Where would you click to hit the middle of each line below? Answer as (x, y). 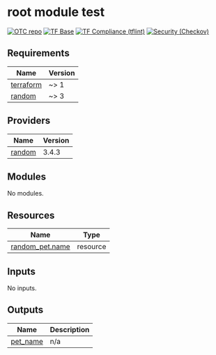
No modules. (25, 194)
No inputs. (22, 288)
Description (70, 329)
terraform (26, 84)
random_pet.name (41, 246)
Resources (31, 215)
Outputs (25, 310)
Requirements (38, 53)
